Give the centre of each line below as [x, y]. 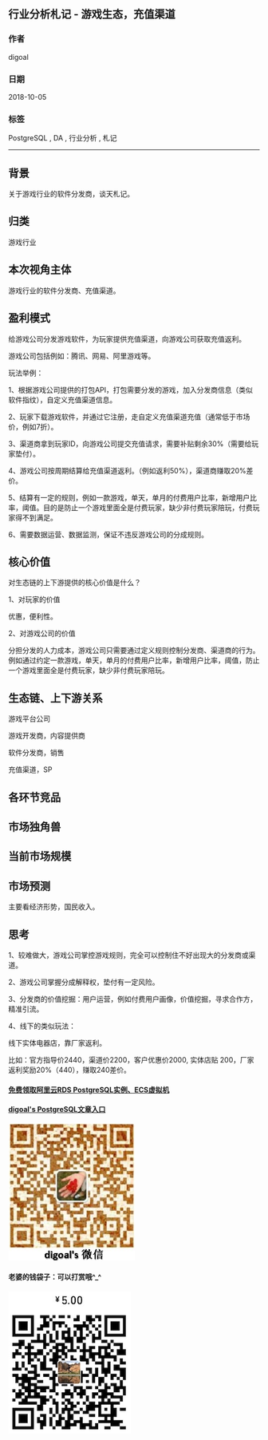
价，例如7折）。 [33, 426]
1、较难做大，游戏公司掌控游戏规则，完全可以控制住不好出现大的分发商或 [128, 955]
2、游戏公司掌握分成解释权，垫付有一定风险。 [84, 982]
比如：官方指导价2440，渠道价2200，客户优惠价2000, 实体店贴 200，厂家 [131, 1059]
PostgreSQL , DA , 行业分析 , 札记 [63, 138]
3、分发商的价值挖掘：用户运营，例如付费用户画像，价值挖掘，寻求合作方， [133, 999]
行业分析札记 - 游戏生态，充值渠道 [92, 14]
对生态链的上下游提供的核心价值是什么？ [75, 583]
